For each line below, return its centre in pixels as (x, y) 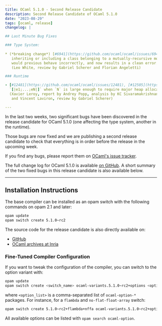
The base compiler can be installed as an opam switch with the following (77, 202)
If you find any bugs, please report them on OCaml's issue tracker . (71, 156)
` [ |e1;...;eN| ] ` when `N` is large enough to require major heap (76, 90)
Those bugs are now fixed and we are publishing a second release (71, 136)
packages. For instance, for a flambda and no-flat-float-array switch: (75, 300)
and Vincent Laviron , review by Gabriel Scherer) (62, 98)
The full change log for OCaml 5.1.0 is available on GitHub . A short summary (80, 165)
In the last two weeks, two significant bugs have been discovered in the (76, 116)
